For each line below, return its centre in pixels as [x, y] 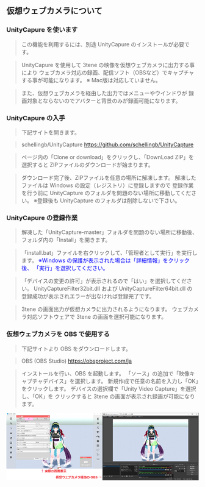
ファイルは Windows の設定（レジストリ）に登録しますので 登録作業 [107, 185]
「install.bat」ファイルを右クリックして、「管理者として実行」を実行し [109, 253]
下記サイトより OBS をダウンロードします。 [76, 349]
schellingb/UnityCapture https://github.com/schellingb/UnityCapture [107, 144]
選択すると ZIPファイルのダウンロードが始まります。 [87, 165]
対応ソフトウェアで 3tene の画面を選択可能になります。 [96, 317]
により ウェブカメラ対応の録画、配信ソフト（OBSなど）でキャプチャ [108, 73]
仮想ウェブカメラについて [54, 11]
